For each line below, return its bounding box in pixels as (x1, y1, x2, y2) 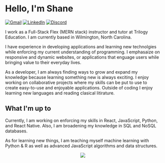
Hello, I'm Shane (5, 3, 73, 14)
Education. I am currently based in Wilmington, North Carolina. (5, 34, 132, 40)
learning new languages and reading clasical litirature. (5, 90, 115, 96)
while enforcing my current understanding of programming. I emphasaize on (5, 49, 160, 55)
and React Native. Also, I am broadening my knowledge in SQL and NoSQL (5, 122, 157, 128)
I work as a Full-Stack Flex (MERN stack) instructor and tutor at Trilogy (5, 29, 148, 35)
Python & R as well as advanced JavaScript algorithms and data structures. (5, 143, 158, 149)
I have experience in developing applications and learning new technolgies (5, 43, 157, 49)
